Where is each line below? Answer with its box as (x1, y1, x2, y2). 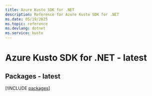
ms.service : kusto (5, 30, 43, 35)
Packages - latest (5, 72, 61, 80)
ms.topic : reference (5, 21, 48, 26)
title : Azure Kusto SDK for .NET (5, 7, 75, 12)
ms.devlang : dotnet (5, 26, 46, 31)
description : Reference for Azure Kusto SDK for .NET (5, 12, 120, 17)
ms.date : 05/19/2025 (5, 16, 48, 21)
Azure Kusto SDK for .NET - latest (5, 52, 147, 63)
